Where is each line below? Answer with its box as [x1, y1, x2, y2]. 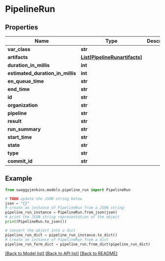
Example [5, 174, 32, 183]
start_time [7, 134, 32, 141]
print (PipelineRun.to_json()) [5, 219, 67, 224]
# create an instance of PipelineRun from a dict [5, 237, 109, 242]
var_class [7, 46, 30, 53]
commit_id [7, 158, 33, 164]
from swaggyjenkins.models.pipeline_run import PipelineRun [5, 187, 131, 192]
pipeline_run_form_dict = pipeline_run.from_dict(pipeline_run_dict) [5, 242, 151, 247]
